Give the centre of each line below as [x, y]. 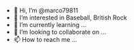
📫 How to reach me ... [45, 40]
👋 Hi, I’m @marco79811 [46, 10]
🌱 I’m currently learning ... [50, 25]
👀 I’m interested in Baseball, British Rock [70, 18]
